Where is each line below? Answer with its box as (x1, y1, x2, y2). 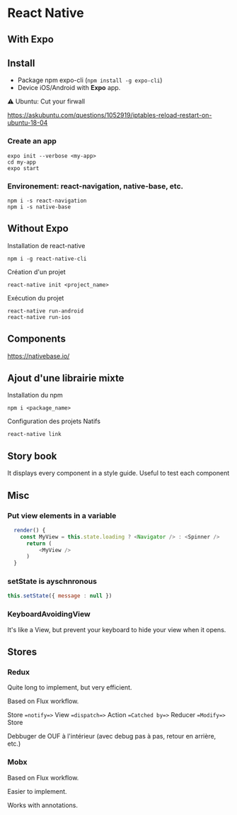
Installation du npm (7, 391, 64, 400)
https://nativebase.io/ (7, 352, 70, 360)
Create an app (7, 136, 57, 146)
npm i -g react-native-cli (7, 255, 87, 262)
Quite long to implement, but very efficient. (7, 683, 132, 692)
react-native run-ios (7, 313, 71, 320)
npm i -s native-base (7, 203, 71, 210)
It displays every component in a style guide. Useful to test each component (7, 469, 230, 478)
